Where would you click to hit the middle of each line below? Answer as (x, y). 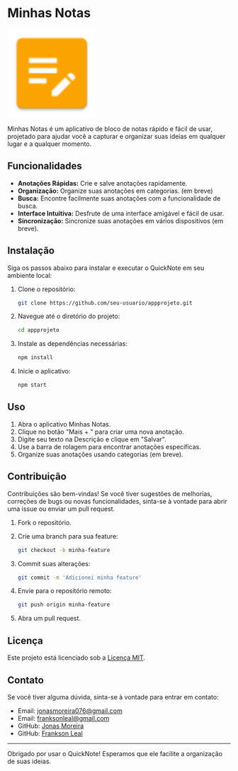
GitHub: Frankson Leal (50, 733)
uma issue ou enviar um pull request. (61, 509)
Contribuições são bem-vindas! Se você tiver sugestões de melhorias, (110, 493)
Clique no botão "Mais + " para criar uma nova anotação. (101, 432)
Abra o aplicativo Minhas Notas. (64, 424)
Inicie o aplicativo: (44, 371)
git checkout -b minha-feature (64, 550)
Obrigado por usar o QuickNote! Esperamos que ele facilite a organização (115, 753)
